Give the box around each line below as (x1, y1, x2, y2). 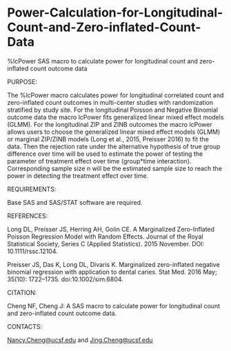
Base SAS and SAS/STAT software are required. (7, 198, 143, 206)
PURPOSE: (7, 77, 38, 86)
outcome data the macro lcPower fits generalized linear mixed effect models (7, 112, 224, 121)
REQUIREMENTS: (7, 185, 57, 193)
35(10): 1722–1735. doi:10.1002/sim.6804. (7, 274, 124, 283)
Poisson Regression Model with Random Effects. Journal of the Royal (7, 232, 203, 241)
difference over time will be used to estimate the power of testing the (7, 150, 203, 158)
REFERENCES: (7, 212, 48, 220)
